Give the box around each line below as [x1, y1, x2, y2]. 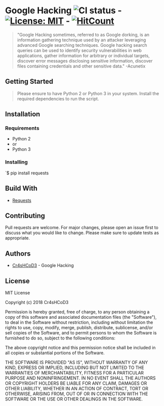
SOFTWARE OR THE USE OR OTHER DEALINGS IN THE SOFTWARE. [5, 396, 143, 402]
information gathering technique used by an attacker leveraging [17, 37, 146, 43]
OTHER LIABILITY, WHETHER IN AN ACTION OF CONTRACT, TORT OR [5, 385, 148, 391]
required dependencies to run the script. [17, 96, 99, 101]
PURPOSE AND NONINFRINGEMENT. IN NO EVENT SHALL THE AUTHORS [5, 375, 156, 381]
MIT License [5, 290, 30, 296]
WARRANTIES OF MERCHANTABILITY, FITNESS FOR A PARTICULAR [5, 370, 144, 375]
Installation [5, 110, 40, 118]
